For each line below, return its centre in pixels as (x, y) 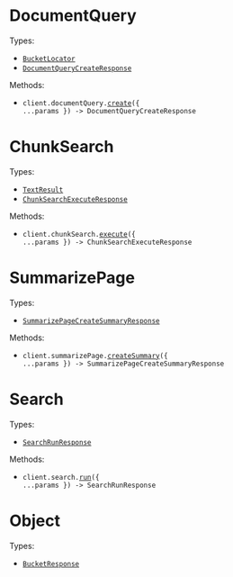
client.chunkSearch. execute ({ (79, 234)
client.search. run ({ (61, 477)
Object (35, 521)
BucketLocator (49, 59)
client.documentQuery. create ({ (81, 103)
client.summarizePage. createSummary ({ (95, 356)
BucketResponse (51, 563)
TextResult (43, 190)
